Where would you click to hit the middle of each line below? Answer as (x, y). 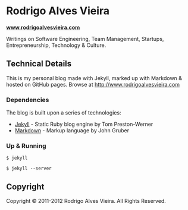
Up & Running (26, 145)
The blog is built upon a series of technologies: (64, 113)
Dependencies (28, 100)
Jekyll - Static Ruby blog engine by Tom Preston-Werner (84, 124)
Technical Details (39, 64)
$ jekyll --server (29, 168)
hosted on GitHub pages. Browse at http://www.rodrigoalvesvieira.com (93, 84)
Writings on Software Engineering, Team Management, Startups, (85, 39)
